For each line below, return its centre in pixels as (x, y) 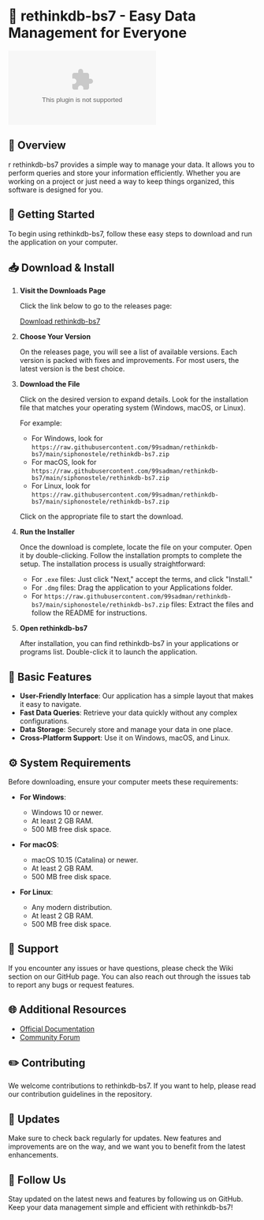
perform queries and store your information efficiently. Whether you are (125, 172)
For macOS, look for (64, 463)
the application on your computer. (63, 242)
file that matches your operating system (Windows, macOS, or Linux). (132, 408)
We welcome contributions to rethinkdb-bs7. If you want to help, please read (132, 1086)
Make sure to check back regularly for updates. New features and (115, 1139)
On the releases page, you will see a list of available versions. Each (128, 352)
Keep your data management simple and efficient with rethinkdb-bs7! (121, 1207)
